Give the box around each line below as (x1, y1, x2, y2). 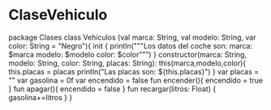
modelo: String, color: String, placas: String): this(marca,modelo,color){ (8, 58, 247, 68)
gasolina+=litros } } (8, 92, 73, 102)
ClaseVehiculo (8, 6, 108, 24)
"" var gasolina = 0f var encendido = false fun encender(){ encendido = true (8, 75, 264, 85)
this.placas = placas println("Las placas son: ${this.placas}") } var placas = (8, 66, 260, 76)
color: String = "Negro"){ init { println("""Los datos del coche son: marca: (8, 40, 253, 50)
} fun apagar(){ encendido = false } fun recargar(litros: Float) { (8, 83, 217, 94)
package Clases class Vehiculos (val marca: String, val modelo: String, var (8, 32, 256, 42)
